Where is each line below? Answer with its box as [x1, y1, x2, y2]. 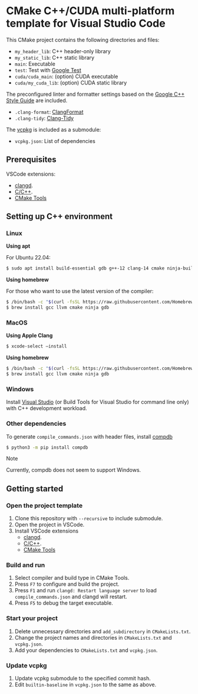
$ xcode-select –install [6, 343, 67, 349]
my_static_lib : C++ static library [14, 54, 95, 61]
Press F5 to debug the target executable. [14, 599, 113, 607]
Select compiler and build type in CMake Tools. [14, 575, 130, 582]
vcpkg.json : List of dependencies [14, 137, 95, 144]
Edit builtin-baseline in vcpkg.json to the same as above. [14, 681, 157, 688]
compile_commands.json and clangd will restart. [14, 593, 128, 601]
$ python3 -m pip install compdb [6, 445, 88, 450]
